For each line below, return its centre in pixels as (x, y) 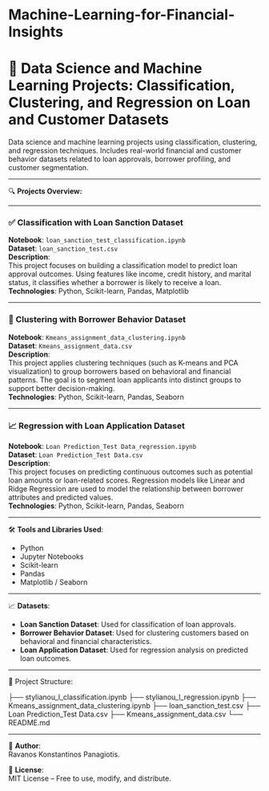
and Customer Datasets (89, 120)
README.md (29, 723)
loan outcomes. (46, 658)
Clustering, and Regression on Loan (129, 103)
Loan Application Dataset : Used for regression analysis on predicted (134, 650)
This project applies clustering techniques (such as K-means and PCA (123, 362)
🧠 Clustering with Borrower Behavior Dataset (97, 320)
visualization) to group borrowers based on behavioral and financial (120, 371)
